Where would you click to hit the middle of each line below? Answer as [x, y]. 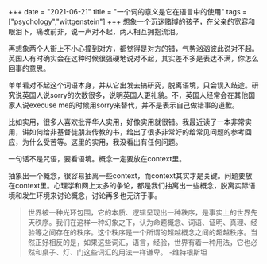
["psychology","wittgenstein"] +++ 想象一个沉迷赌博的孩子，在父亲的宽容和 [132, 21]
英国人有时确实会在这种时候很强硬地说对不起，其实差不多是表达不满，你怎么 [133, 58]
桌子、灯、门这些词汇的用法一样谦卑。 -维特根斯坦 [125, 252]
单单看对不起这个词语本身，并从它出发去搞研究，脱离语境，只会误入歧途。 [130, 85]
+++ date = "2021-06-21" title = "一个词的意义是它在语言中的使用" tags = [128, 12]
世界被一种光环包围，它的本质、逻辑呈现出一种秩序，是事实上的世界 [139, 212]
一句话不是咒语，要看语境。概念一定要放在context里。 [97, 159]
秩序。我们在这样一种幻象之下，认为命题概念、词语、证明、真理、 [143, 222]
